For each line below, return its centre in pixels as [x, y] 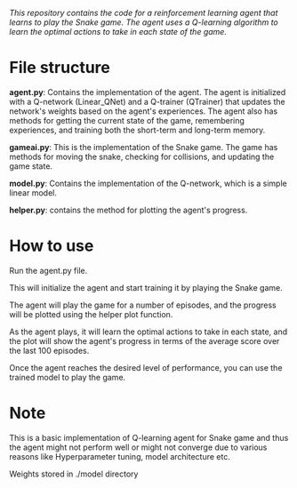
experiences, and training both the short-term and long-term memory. [137, 130]
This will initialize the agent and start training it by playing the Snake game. [146, 287]
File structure [60, 68]
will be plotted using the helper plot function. [91, 314]
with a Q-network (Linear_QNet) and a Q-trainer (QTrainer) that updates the [148, 101]
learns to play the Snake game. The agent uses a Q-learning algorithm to [144, 22]
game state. [31, 166]
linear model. [33, 192]
